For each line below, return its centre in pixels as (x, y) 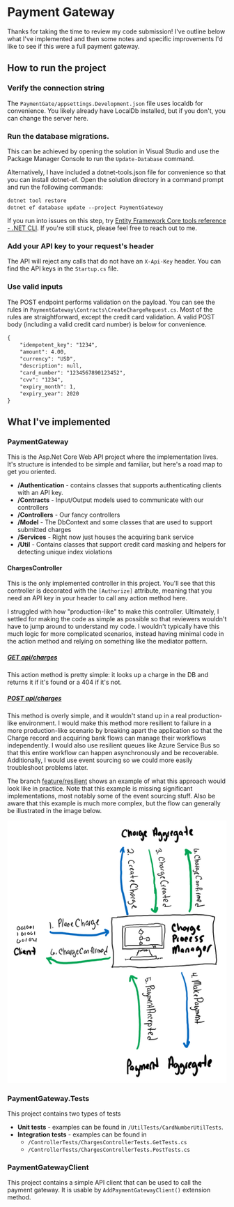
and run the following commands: (55, 187)
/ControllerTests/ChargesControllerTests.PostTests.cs (109, 1150)
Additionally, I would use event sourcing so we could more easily (100, 760)
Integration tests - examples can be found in (82, 1134)
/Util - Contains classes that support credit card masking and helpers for (122, 545)
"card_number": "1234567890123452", (73, 373)
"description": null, (51, 366)
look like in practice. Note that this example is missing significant (100, 789)
